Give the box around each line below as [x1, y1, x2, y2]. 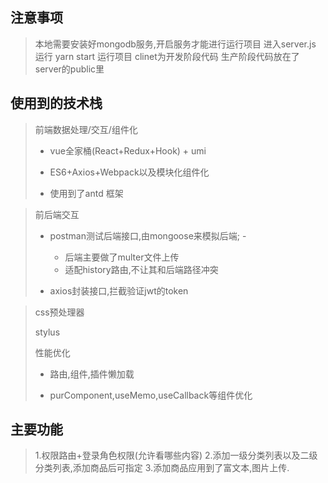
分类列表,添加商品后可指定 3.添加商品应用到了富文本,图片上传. [34, 462, 290, 474]
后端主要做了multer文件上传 [64, 251, 180, 263]
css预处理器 [34, 306, 85, 318]
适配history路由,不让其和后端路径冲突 [64, 263, 219, 275]
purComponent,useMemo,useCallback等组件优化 [49, 389, 253, 401]
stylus [34, 326, 61, 338]
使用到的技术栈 [10, 95, 103, 112]
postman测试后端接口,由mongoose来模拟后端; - [49, 229, 247, 242]
